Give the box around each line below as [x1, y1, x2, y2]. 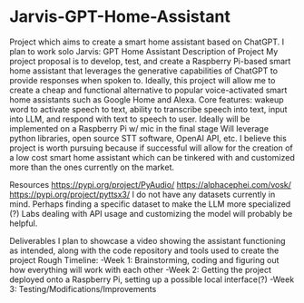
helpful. [9, 218, 38, 229]
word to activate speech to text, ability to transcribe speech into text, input [9, 103, 288, 114]
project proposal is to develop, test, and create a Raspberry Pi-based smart [9, 55, 291, 66]
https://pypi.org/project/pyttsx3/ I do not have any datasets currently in [9, 189, 276, 200]
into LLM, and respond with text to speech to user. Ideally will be [9, 113, 250, 124]
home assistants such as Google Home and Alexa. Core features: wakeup [9, 93, 284, 105]
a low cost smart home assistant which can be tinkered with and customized [9, 151, 295, 162]
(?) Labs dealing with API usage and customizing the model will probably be [9, 208, 293, 219]
